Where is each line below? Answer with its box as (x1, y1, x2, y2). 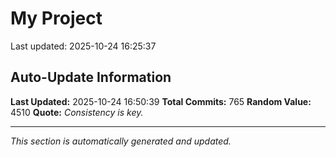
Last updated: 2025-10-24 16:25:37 (10, 40, 157, 52)
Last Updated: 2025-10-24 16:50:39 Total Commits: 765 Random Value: (10, 95, 312, 107)
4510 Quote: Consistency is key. (10, 106, 144, 118)
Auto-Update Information (10, 69, 172, 86)
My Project (10, 7, 103, 30)
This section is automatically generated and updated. (10, 135, 232, 147)
